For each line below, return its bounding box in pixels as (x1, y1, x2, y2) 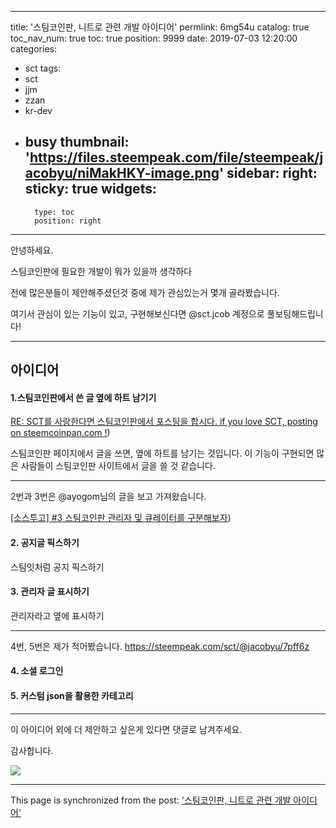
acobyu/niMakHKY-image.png (24, 165, 220, 182)
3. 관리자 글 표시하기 (10, 586, 90, 598)
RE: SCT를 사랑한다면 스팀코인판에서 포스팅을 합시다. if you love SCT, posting (10, 416, 318, 428)
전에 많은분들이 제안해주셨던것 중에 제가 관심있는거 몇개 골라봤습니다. (10, 286, 280, 298)
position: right (34, 216, 102, 226)
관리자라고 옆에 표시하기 (10, 609, 105, 621)
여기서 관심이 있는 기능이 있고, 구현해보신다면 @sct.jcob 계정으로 (10, 307, 265, 320)
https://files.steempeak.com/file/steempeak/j (29, 149, 324, 166)
